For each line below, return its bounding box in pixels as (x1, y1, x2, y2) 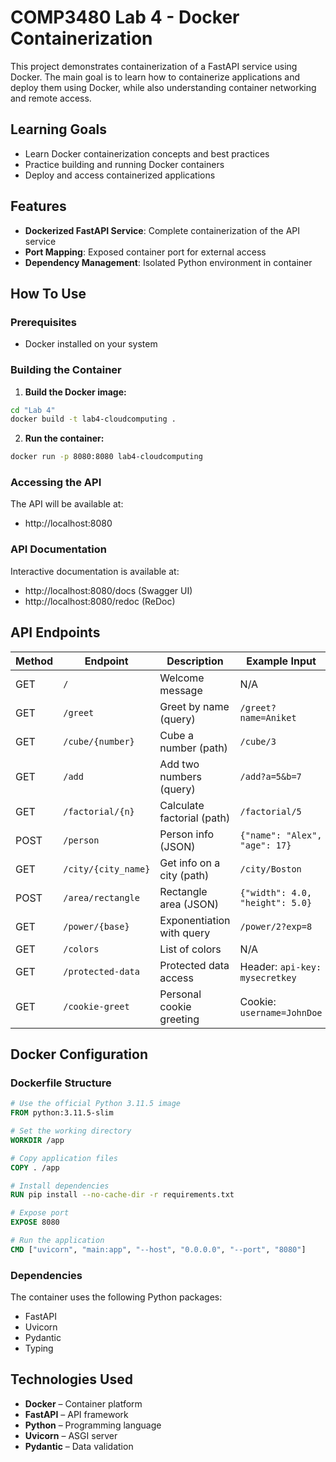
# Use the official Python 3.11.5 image (10, 1099, 182, 1109)
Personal (159, 987, 202, 1001)
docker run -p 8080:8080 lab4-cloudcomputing (10, 452, 203, 462)
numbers (159, 769, 202, 783)
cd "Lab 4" (10, 405, 56, 415)
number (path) (159, 741, 228, 755)
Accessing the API (10, 476, 102, 490)
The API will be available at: (10, 498, 124, 510)
